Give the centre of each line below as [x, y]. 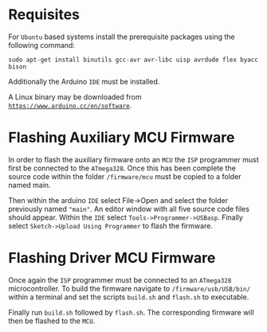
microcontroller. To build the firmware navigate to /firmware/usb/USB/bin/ [130, 288]
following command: [42, 45]
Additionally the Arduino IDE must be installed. [84, 81]
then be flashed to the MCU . [52, 321]
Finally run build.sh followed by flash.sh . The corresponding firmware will [132, 312]
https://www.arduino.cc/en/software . [70, 105]
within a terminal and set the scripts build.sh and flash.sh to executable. [129, 297]
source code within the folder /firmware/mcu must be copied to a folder [125, 176]
